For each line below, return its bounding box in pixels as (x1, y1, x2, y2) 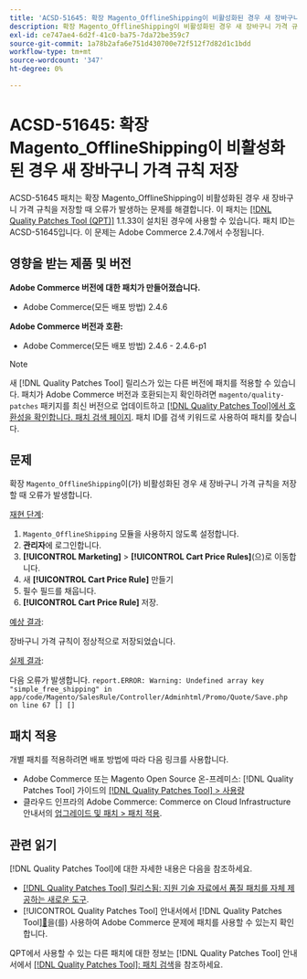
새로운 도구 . (47, 894, 90, 905)
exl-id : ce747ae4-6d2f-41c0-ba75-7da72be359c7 (9, 30, 190, 39)
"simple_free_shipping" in (9, 685, 112, 695)
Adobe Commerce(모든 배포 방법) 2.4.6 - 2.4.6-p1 (22, 340, 207, 351)
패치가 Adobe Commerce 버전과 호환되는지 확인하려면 (21, 388, 217, 399)
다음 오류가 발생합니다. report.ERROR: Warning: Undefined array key (9, 675, 265, 686)
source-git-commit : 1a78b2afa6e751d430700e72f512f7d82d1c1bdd (9, 38, 251, 48)
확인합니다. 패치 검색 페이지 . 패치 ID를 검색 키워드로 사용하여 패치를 (33, 411, 273, 422)
